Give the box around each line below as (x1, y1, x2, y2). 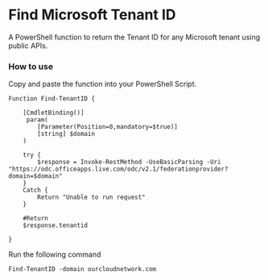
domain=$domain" (8, 172, 63, 180)
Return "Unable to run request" (37, 193, 146, 202)
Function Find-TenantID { (8, 95, 95, 103)
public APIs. (8, 40, 48, 50)
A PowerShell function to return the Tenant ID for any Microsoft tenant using (8, 32, 261, 42)
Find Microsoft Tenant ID (8, 6, 176, 24)
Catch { (23, 187, 48, 195)
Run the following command (8, 249, 101, 259)
